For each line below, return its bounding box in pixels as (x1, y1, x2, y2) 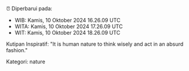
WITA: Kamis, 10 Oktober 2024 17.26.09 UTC (14, 23, 123, 30)
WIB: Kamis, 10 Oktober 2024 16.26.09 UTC (14, 17, 121, 23)
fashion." (6, 47, 28, 53)
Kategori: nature (6, 58, 45, 65)
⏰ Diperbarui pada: (6, 5, 53, 12)
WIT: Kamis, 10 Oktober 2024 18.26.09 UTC (14, 29, 121, 36)
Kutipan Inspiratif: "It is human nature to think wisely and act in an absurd (6, 40, 184, 48)
